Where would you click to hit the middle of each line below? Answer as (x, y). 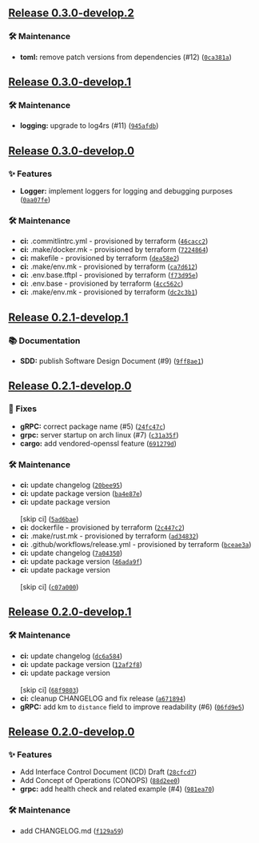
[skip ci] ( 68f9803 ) (49, 689)
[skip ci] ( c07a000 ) (49, 587)
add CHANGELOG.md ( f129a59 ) (72, 830)
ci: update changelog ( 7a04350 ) (71, 553)
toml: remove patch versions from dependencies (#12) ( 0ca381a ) (126, 57)
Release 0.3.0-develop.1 (70, 82)
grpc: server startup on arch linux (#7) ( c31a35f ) (99, 434)
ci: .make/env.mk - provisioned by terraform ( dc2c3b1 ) (109, 292)
